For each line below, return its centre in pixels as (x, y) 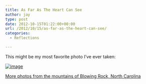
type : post (17, 19)
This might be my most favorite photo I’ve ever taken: (60, 56)
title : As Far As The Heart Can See (44, 10)
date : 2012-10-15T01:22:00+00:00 (40, 24)
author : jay (18, 15)
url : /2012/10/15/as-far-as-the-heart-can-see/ (56, 29)
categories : (18, 33)
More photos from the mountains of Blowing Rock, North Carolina (73, 76)
